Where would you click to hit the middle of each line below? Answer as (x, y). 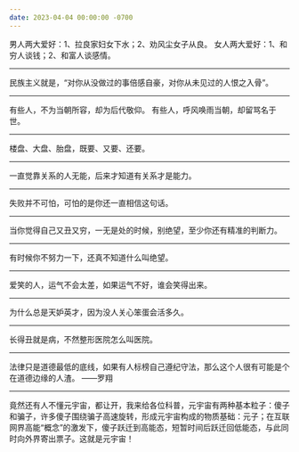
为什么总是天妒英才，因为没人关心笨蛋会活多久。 (99, 312)
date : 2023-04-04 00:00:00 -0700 (71, 17)
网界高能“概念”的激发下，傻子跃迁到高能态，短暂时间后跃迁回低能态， (137, 427)
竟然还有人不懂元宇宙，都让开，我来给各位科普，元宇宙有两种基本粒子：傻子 (149, 405)
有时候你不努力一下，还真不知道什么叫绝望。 (91, 257)
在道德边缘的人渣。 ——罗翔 (61, 378)
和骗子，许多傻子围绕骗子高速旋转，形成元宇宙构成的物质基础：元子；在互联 (149, 416)
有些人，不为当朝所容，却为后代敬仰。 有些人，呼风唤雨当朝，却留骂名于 (143, 110)
